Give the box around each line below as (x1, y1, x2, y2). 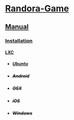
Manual (5, 23, 29, 31)
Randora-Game (5, 3, 69, 14)
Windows (12, 110, 33, 116)
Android (12, 73, 30, 79)
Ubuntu (12, 60, 29, 66)
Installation (5, 37, 33, 44)
